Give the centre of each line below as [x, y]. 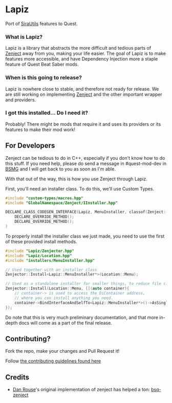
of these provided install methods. [41, 241]
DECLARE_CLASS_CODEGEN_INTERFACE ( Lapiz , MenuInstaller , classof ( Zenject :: [87, 212]
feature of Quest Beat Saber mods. [42, 65]
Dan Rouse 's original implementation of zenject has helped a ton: [81, 390]
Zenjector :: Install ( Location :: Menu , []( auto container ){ [67, 289]
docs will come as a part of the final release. [66, 323]
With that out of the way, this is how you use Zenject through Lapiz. [76, 179]
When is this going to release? [44, 78]
